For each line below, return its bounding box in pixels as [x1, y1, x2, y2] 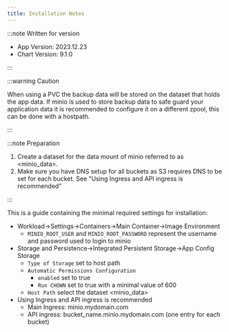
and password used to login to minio [27, 237, 131, 245]
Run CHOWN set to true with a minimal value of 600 [37, 281, 177, 289]
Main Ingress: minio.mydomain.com [27, 302, 129, 311]
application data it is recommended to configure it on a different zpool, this [7, 104, 219, 113]
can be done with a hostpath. [7, 112, 90, 120]
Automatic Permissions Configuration [27, 267, 137, 274]
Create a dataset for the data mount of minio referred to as [17, 152, 184, 160]
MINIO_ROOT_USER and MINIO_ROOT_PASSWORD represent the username [27, 229, 217, 237]
